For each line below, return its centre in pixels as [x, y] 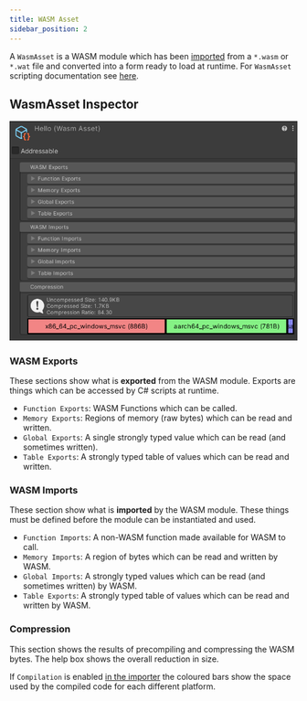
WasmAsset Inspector [74, 104]
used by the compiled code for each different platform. [113, 686]
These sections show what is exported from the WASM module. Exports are [153, 381]
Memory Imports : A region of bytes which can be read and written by [150, 557]
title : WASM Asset [44, 19]
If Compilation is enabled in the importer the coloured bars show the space [150, 676]
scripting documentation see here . [74, 75]
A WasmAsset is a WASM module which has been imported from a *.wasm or [149, 56]
